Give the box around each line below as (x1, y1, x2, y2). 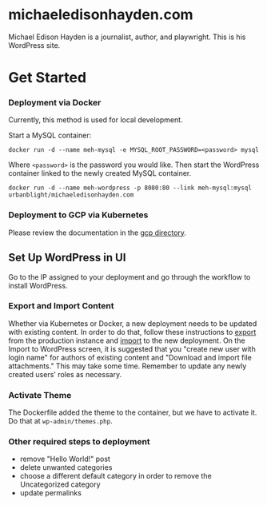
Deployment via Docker (8, 97, 102, 109)
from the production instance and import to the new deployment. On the (8, 336, 245, 345)
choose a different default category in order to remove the (19, 471, 212, 481)
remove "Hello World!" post (19, 454, 110, 464)
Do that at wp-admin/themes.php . (8, 416, 114, 426)
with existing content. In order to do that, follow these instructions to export (8, 327, 257, 336)
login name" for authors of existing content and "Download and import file (8, 352, 252, 362)
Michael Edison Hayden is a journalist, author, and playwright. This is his (8, 32, 246, 42)
